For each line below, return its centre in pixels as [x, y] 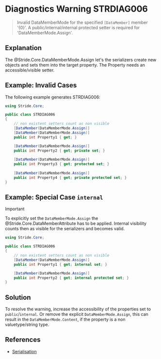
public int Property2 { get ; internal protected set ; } [72, 278]
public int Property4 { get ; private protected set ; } [70, 178]
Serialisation [24, 351]
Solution [18, 297]
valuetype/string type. [27, 325]
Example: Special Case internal [54, 197]
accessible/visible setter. [30, 70]
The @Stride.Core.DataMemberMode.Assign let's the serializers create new [81, 60]
